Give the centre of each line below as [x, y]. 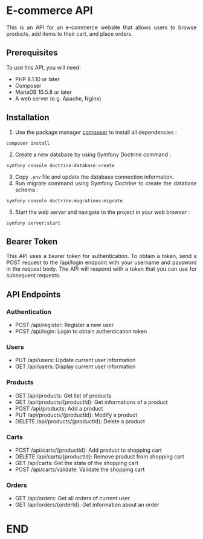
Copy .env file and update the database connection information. [95, 177]
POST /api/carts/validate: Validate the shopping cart [80, 469]
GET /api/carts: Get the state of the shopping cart [77, 463]
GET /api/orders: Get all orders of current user [72, 498]
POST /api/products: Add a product [59, 408]
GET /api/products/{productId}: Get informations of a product [91, 402]
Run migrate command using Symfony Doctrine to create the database [106, 183]
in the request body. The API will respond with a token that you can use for [101, 269]
